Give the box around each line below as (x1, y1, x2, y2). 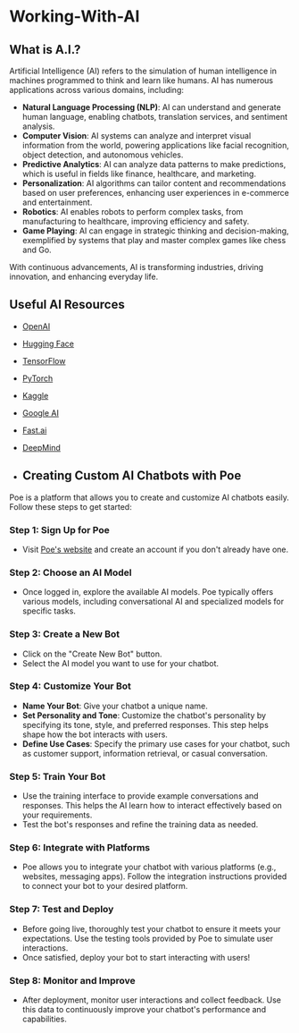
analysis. (21, 121, 55, 131)
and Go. (21, 244, 52, 255)
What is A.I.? (9, 42, 81, 57)
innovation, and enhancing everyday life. (9, 271, 159, 282)
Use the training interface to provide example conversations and (21, 791, 259, 801)
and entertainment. (21, 197, 93, 207)
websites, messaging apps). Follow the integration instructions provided (21, 871, 287, 882)
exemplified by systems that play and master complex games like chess (21, 235, 287, 245)
